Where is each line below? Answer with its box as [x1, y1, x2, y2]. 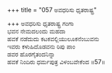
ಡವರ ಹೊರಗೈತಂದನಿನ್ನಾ [7, 50, 55, 58]
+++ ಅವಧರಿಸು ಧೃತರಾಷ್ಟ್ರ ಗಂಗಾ [7, 20, 74, 27]
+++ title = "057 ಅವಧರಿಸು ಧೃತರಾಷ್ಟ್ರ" [7, 6, 97, 14]
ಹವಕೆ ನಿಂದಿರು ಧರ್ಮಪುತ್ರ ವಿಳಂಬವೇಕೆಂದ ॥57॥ [7, 58, 106, 65]
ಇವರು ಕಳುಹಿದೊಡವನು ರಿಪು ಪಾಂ [7, 42, 76, 50]
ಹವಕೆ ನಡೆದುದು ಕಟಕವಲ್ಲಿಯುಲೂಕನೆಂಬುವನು [7, 35, 100, 43]
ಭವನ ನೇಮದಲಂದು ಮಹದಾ [7, 27, 66, 35]
